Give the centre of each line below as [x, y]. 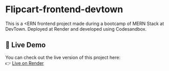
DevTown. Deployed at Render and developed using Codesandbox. [76, 29]
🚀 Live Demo [26, 45]
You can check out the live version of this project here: [63, 57]
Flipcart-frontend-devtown [64, 9]
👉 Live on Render [25, 63]
